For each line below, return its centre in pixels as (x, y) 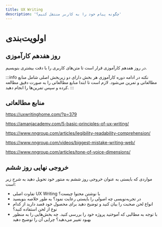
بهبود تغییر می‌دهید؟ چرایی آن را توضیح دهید (52, 220)
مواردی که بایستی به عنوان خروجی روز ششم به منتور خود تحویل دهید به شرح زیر (79, 179)
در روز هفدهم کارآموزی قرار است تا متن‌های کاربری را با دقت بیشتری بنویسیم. (76, 68)
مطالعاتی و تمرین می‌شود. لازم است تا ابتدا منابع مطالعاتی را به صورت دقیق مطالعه (81, 82)
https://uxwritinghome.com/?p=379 (41, 114)
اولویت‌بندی (26, 38)
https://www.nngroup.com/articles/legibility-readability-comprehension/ (78, 133)
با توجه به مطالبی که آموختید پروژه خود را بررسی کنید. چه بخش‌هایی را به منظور (85, 214)
